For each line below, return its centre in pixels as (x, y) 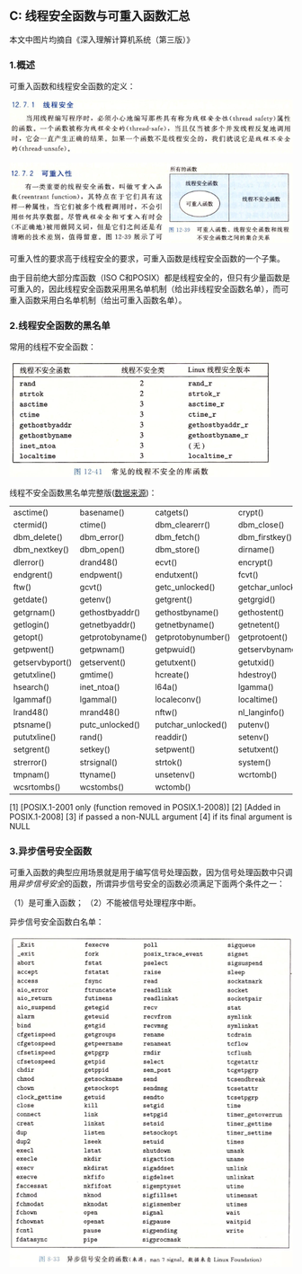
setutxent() (258, 749)
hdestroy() (258, 674)
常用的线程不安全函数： (53, 346)
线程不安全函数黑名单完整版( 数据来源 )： (83, 492)
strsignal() (99, 762)
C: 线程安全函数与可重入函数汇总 (100, 16)
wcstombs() (102, 787)
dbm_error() (102, 537)
